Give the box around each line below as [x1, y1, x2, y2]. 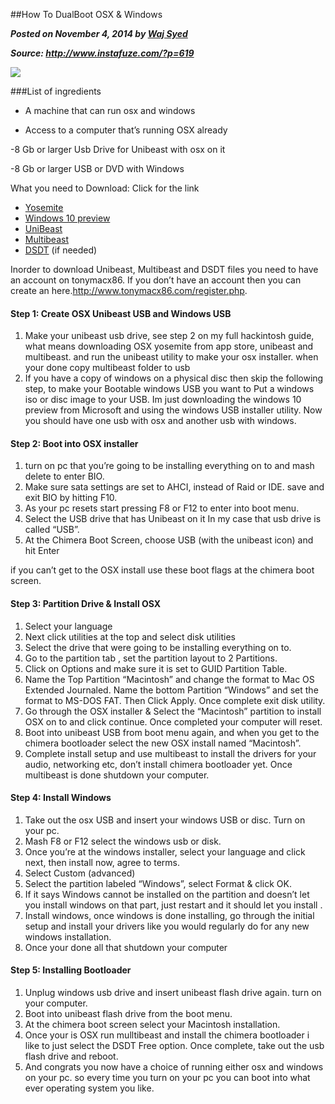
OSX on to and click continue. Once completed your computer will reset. [24, 715, 323, 728]
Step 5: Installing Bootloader [10, 964, 132, 976]
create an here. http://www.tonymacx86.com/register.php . [10, 285, 248, 296]
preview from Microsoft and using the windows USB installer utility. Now [24, 404, 323, 416]
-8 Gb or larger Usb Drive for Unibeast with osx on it [10, 144, 226, 155]
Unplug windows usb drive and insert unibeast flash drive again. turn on [24, 987, 322, 999]
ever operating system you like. [24, 1082, 155, 1094]
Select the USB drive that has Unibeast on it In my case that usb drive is [24, 513, 322, 525]
